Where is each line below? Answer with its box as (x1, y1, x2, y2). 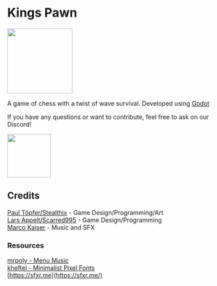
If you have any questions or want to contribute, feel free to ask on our (7, 113, 209, 121)
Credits (7, 190, 40, 202)
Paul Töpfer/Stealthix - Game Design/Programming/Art (7, 208, 163, 216)
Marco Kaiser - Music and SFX (7, 223, 95, 231)
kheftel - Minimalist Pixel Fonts (7, 264, 95, 272)
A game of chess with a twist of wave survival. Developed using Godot (7, 99, 210, 107)
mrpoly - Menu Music (7, 256, 70, 265)
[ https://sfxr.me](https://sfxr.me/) (7, 271, 103, 280)
